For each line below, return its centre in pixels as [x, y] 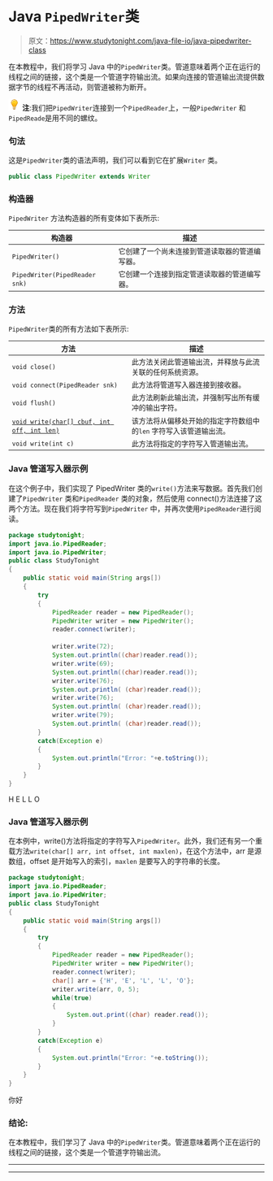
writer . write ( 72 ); [83, 647]
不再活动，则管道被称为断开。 [101, 87]
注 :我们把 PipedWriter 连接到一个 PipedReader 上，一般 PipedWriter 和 [134, 107]
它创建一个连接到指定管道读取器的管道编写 [190, 274]
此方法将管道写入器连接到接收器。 [188, 385]
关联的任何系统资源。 [167, 371]
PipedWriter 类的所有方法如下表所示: [69, 329]
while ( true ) [72, 998]
